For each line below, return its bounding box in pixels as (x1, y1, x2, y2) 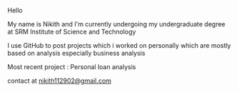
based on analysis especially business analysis (7, 49, 146, 57)
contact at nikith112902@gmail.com (7, 76, 112, 85)
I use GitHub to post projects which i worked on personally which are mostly (7, 41, 232, 49)
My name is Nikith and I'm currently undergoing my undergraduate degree (7, 20, 226, 28)
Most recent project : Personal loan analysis (7, 63, 137, 71)
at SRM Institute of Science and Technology (7, 28, 137, 36)
